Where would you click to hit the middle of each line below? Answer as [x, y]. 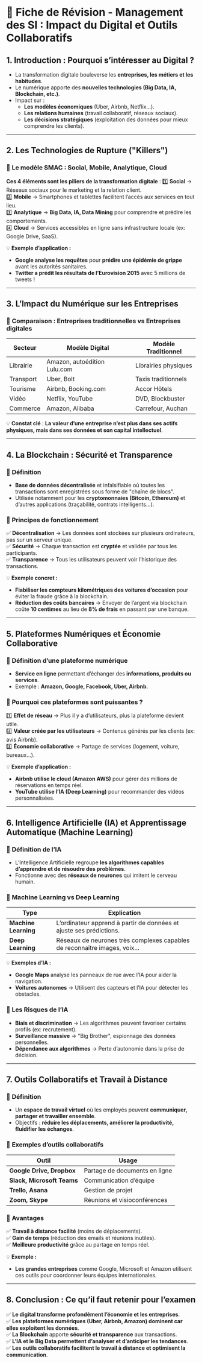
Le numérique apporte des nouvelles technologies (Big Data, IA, [95, 87]
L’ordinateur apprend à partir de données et [118, 923]
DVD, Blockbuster [160, 399]
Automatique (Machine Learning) [70, 832]
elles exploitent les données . [43, 1328]
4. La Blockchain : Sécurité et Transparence [90, 455]
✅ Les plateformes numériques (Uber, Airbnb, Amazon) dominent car [94, 1321]
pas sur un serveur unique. [40, 540]
